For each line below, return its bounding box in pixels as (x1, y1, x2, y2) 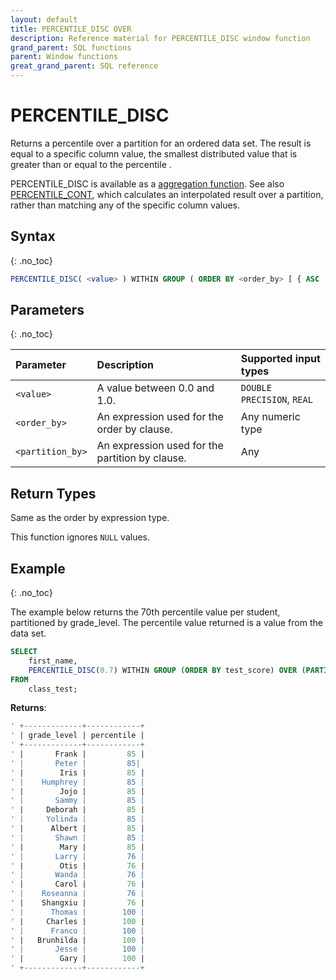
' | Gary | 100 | (10, 954, 145, 964)
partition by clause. (96, 451, 187, 465)
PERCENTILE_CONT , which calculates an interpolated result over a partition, (10, 188, 324, 200)
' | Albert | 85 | (10, 824, 145, 834)
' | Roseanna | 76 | (10, 889, 145, 899)
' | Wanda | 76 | (10, 870, 145, 880)
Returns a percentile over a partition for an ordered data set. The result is (10, 137, 312, 149)
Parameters (10, 302, 85, 319)
